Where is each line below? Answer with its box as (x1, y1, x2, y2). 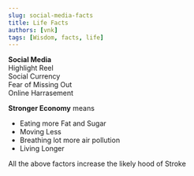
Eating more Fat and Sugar (19, 119, 106, 128)
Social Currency (8, 71, 61, 81)
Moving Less (19, 127, 62, 137)
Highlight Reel (8, 64, 54, 73)
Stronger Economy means (8, 104, 95, 113)
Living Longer (19, 144, 65, 153)
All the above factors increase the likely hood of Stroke (8, 159, 187, 169)
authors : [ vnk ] (8, 26, 58, 34)
